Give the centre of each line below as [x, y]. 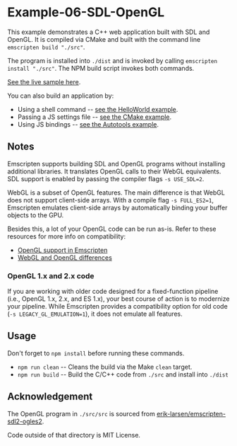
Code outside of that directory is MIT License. [74, 435]
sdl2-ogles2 [25, 421]
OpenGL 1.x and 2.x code [51, 275]
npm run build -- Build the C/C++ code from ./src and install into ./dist [123, 374]
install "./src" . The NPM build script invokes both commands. [101, 68]
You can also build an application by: [61, 96]
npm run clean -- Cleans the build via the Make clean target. [105, 367]
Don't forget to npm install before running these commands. [96, 353]
